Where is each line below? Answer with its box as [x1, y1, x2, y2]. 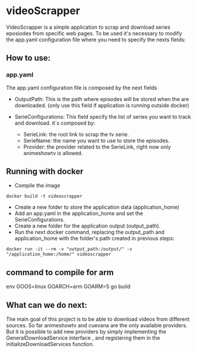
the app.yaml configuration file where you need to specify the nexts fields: [6, 36, 186, 43]
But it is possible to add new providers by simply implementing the [6, 328, 167, 336]
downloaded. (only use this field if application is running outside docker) [14, 102, 189, 109]
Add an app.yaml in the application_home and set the [14, 210, 144, 217]
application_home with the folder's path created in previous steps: [14, 235, 175, 242]
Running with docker [6, 166, 84, 177]
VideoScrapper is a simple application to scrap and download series [6, 24, 171, 31]
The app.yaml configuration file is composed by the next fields [6, 84, 157, 91]
